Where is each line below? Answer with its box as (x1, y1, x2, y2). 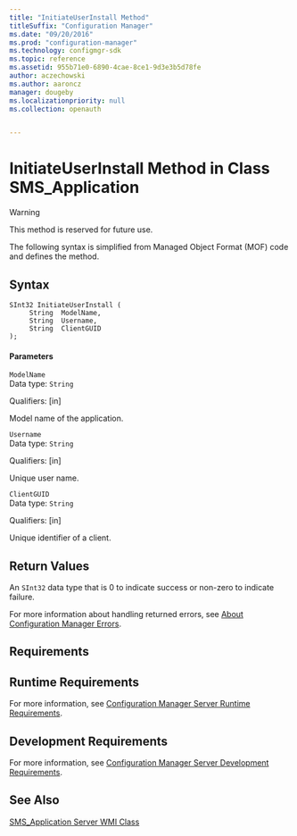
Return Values (9, 558, 90, 573)
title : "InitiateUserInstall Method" (9, 13, 150, 22)
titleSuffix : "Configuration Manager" (9, 21, 153, 30)
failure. (9, 591, 36, 603)
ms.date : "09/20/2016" (9, 29, 94, 38)
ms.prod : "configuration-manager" (9, 38, 138, 47)
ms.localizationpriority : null (9, 96, 126, 105)
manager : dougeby (9, 88, 74, 96)
